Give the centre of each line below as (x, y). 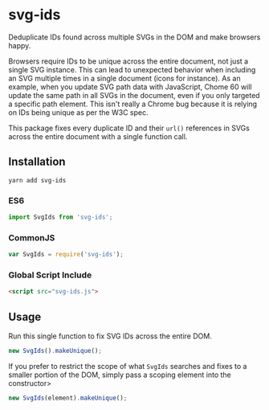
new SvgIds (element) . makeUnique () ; (68, 398)
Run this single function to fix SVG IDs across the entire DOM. (110, 336)
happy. (20, 45)
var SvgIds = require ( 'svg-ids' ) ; (66, 255)
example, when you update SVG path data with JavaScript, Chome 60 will (130, 87)
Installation (37, 162)
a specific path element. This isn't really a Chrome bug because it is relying (133, 104)
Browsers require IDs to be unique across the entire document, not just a (128, 61)
